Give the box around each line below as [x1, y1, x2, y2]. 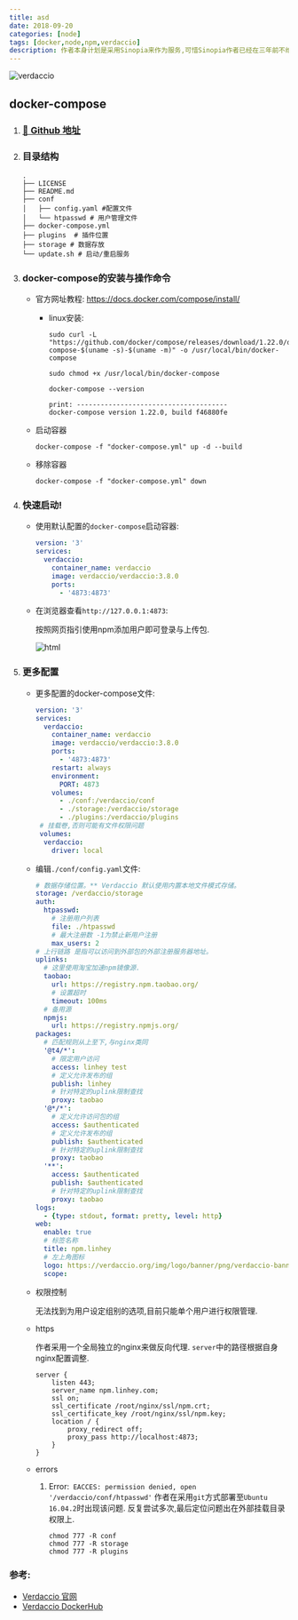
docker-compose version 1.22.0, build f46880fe [48, 408, 228, 418]
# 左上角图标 [43, 1252, 85, 1262]
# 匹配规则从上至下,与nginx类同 [43, 1038, 148, 1047]
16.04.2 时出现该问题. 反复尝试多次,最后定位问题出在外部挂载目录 [48, 1503, 286, 1513]
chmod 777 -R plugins [48, 1547, 129, 1556]
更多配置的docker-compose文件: [35, 688, 155, 698]
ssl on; [51, 1393, 80, 1402]
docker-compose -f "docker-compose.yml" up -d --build [35, 443, 242, 451]
